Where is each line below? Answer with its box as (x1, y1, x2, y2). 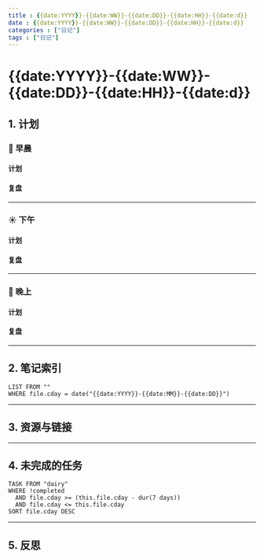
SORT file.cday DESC (8, 508, 76, 516)
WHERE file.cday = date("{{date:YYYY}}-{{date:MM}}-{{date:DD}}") (8, 390, 230, 398)
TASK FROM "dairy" (8, 480, 68, 488)
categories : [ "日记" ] (8, 26, 80, 34)
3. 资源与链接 (8, 420, 72, 434)
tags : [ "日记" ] (8, 33, 59, 42)
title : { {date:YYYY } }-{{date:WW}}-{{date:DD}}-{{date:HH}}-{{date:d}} (8, 11, 247, 20)
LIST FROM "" (8, 383, 51, 391)
